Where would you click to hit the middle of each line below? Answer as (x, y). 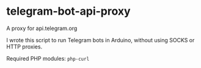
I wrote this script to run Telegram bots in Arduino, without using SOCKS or (100, 40)
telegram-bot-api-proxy (68, 11)
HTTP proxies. (24, 47)
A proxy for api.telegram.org (42, 28)
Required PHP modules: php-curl (48, 58)
